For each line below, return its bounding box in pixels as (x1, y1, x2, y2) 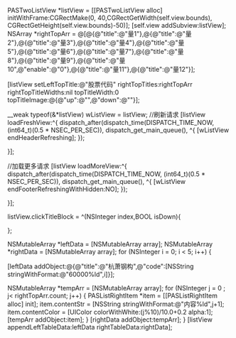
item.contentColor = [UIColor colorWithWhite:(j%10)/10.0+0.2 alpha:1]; (7, 308, 213, 316)
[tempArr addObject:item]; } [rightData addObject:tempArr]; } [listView (7, 315, 213, 324)
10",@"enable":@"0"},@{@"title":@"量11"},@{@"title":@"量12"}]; (7, 65, 195, 73)
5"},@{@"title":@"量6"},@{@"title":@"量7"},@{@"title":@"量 (7, 48, 184, 55)
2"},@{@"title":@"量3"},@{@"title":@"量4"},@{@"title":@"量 (7, 38, 185, 47)
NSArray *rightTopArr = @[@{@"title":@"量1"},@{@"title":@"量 (7, 30, 192, 38)
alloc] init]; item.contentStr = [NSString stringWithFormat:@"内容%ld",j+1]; (7, 300, 225, 308)
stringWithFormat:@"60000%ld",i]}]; (7, 270, 115, 278)
